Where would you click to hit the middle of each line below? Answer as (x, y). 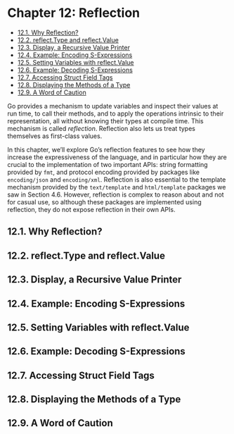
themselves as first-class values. (55, 136)
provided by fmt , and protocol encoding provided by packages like (104, 172)
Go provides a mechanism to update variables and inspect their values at (113, 106)
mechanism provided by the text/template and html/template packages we (117, 187)
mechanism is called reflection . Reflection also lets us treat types (101, 128)
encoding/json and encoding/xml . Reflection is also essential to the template (117, 179)
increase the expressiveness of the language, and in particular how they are (117, 157)
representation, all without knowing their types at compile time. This (105, 120)
